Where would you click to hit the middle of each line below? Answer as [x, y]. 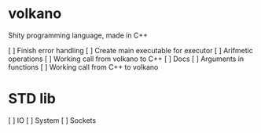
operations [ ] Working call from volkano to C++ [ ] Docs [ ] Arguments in [126, 59]
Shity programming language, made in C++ [78, 35]
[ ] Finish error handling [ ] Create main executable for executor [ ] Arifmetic [130, 50]
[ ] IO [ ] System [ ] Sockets [52, 120]
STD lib [32, 99]
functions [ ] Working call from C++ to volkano [83, 66]
